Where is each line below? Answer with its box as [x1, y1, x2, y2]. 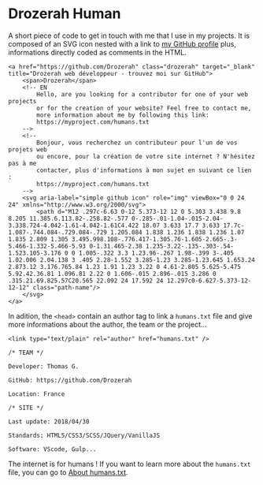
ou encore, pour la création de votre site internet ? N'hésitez [36, 152, 256, 160]
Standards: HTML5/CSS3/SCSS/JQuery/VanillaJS [8, 431, 160, 439]
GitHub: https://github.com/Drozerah [8, 376, 132, 384]
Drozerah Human [8, 5, 121, 23]
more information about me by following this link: [36, 111, 210, 119]
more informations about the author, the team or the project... [8, 319, 207, 329]
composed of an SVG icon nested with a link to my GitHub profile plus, [8, 39, 236, 48]
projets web [8, 145, 47, 154]
